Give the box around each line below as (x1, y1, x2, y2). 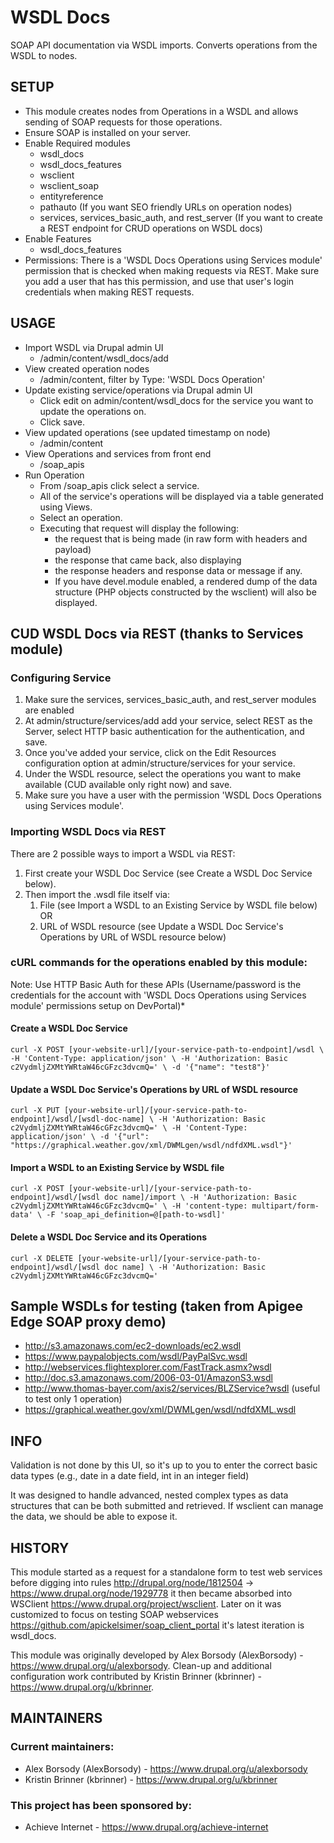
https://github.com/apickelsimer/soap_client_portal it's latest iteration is (10, 1619, 305, 1631)
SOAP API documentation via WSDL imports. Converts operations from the (10, 39, 318, 51)
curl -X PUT (10, 1106, 60, 1116)
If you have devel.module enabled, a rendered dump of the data (54, 575, 318, 587)
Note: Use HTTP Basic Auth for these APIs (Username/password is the (10, 978, 302, 990)
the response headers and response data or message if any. (54, 564, 303, 576)
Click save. (39, 416, 86, 428)
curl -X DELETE (10, 1253, 74, 1263)
